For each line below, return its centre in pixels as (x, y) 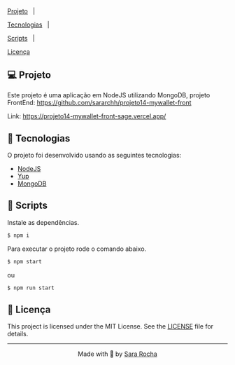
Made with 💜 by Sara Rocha (117, 354)
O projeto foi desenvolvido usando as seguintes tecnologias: (94, 156)
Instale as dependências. (43, 222)
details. (18, 334)
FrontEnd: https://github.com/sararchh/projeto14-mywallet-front (99, 103)
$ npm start (24, 261)
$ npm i (19, 235)
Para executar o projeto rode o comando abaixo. (77, 249)
